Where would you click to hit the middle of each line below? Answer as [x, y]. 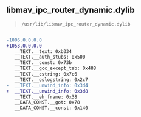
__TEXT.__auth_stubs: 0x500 [50, 57]
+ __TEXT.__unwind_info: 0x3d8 [47, 91]
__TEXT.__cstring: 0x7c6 [46, 74]
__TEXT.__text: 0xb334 [43, 51]
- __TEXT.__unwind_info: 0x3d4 [47, 85]
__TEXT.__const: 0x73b [43, 63]
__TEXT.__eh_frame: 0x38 [46, 97]
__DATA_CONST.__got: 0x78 [47, 102]
